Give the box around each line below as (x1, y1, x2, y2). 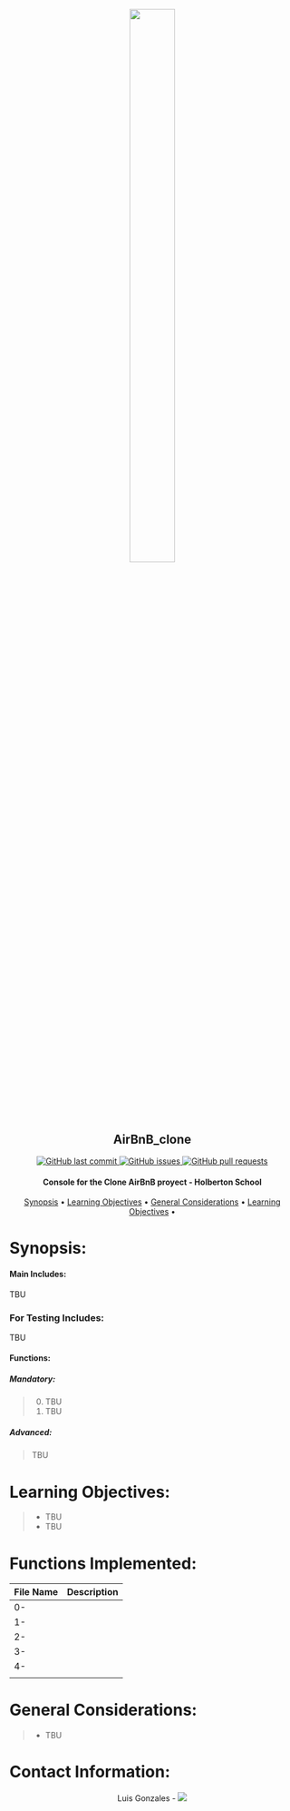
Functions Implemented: (9, 1553, 198, 1573)
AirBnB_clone (112, 1131, 192, 1147)
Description (66, 1586, 119, 1599)
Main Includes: (9, 1268, 67, 1279)
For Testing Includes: (9, 1311, 104, 1324)
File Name (14, 1586, 59, 1599)
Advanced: (9, 1427, 53, 1438)
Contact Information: (9, 1762, 170, 1782)
